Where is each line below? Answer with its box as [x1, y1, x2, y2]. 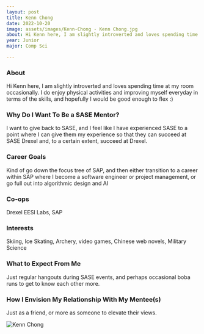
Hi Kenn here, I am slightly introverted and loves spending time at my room [6, 82, 194, 90]
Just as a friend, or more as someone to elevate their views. [6, 309, 157, 316]
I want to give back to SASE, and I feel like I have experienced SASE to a [6, 125, 188, 132]
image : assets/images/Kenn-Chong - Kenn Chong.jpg [6, 26, 138, 32]
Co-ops [6, 195, 29, 203]
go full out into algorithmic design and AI [6, 180, 109, 187]
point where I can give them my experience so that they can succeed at [6, 131, 187, 138]
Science [6, 244, 27, 252]
